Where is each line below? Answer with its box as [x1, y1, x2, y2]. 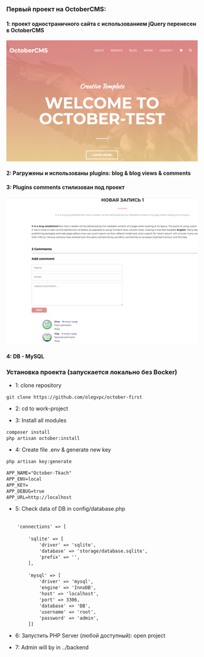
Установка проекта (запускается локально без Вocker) [6, 368, 177, 376]
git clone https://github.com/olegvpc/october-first [6, 394, 143, 400]
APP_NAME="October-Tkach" [6, 470, 72, 477]
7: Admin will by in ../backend [15, 644, 89, 651]
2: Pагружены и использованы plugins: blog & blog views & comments [6, 169, 191, 177]
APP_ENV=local [6, 476, 42, 483]
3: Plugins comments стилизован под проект [6, 183, 125, 191]
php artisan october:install [6, 435, 80, 442]
